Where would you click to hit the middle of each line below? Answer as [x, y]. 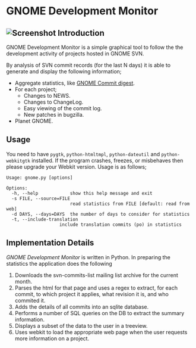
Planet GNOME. [34, 121]
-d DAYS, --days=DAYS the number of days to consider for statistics [101, 214]
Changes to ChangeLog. [53, 102]
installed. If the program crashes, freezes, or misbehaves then [108, 160]
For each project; [36, 89]
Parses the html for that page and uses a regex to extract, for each [96, 288]
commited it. [30, 300]
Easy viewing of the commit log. [63, 108]
